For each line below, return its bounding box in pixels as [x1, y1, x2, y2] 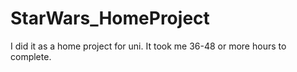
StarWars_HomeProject [10, 7, 210, 30]
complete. [10, 50, 52, 62]
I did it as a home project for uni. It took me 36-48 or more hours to [10, 40, 287, 52]
